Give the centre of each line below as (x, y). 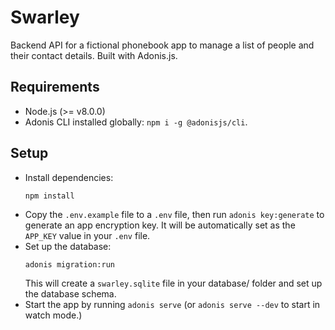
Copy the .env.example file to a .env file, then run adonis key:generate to (174, 214)
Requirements (55, 87)
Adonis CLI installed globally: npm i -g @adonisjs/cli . (136, 122)
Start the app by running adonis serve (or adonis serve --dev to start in (172, 304)
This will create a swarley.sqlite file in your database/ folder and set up (173, 283)
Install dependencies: (69, 177)
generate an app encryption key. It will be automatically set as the (160, 225)
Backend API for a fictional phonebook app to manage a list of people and (162, 45)
